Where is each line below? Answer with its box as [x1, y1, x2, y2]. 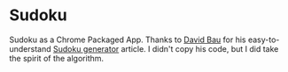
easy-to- [247, 34, 280, 45]
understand [9, 43, 51, 54]
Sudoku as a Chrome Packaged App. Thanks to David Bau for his [9, 34, 246, 45]
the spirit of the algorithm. [9, 53, 105, 63]
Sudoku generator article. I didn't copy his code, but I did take [52, 43, 279, 54]
